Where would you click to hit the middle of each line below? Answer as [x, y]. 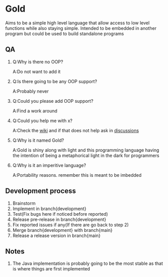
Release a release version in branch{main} [57, 235]
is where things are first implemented [51, 269]
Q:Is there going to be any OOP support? [55, 81]
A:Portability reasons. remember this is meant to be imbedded [77, 175]
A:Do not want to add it [36, 71]
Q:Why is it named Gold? [38, 140]
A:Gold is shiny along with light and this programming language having [86, 150]
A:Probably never [31, 91]
